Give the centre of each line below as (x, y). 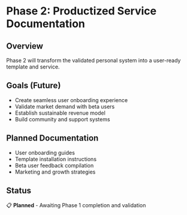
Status (19, 191)
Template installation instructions (56, 159)
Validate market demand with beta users (65, 106)
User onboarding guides (45, 153)
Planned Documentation (52, 138)
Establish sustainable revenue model (60, 113)
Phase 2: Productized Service (82, 11)
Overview (25, 46)
